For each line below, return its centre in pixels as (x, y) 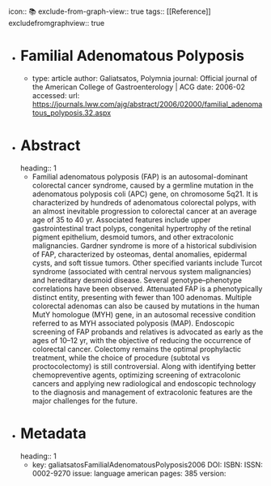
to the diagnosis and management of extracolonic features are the (142, 392)
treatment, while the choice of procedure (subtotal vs (121, 357)
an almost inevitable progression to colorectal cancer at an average (144, 211)
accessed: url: (56, 95)
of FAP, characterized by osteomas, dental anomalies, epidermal (140, 254)
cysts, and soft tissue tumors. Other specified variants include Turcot (147, 263)
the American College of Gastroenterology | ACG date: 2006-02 (138, 87)
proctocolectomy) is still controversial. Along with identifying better (144, 366)
